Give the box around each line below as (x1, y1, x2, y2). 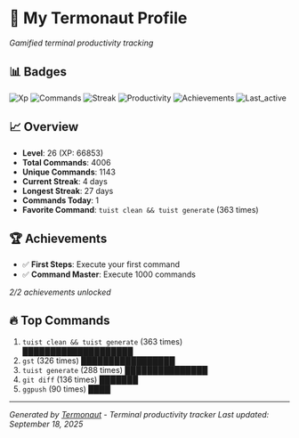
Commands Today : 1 (21, 195, 100, 206)
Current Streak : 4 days (21, 175, 109, 186)
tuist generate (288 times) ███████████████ (21, 365, 208, 376)
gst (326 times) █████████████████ (21, 355, 175, 366)
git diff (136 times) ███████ (21, 374, 139, 385)
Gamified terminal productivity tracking (9, 37, 154, 48)
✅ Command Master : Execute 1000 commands (21, 269, 196, 280)
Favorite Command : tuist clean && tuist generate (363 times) (21, 204, 260, 215)
